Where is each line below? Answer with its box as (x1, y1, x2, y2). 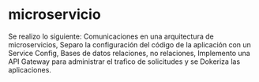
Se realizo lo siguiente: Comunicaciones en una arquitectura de (8, 32, 215, 41)
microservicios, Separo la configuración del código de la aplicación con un (8, 39, 251, 49)
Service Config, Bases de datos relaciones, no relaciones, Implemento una (8, 48, 250, 58)
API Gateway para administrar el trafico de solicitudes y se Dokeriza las (8, 57, 241, 66)
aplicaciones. (8, 65, 51, 74)
